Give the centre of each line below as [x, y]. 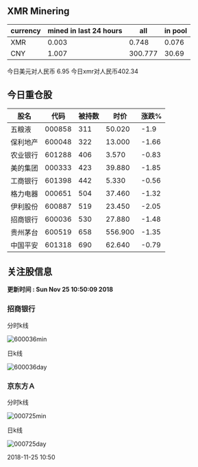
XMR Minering [38, 11]
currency [26, 30]
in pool [175, 30]
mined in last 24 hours [85, 30]
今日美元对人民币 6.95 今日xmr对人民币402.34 [73, 71]
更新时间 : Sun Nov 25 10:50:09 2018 [60, 289]
